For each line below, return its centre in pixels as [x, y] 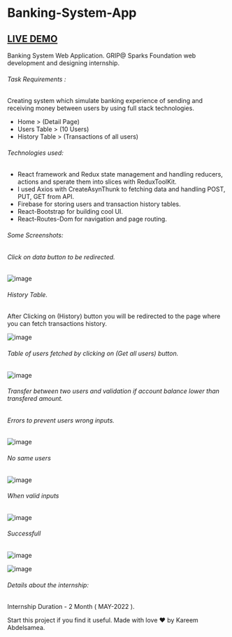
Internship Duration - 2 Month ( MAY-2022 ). [71, 607]
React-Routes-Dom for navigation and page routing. [92, 219]
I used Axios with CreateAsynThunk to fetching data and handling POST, [121, 189]
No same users [29, 458]
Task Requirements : [37, 79]
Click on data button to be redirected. [61, 256]
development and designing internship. [64, 63]
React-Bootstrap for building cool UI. [70, 212]
